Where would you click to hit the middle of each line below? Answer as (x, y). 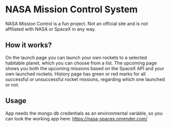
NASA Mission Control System (71, 9)
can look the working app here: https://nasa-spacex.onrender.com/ (77, 118)
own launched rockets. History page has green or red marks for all (75, 74)
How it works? (29, 45)
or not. (12, 84)
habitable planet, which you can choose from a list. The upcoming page (81, 63)
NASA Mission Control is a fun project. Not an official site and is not (77, 24)
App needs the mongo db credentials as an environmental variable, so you (84, 113)
